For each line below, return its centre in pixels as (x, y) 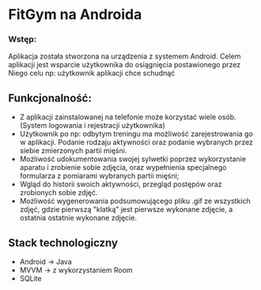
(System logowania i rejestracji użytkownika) (93, 126)
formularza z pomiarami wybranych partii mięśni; (99, 176)
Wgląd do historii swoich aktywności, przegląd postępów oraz (121, 184)
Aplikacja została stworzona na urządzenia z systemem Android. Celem (125, 56)
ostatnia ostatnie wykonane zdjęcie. (78, 218)
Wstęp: (23, 40)
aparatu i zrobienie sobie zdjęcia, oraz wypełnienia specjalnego (123, 168)
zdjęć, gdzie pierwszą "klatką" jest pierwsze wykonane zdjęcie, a (126, 209)
